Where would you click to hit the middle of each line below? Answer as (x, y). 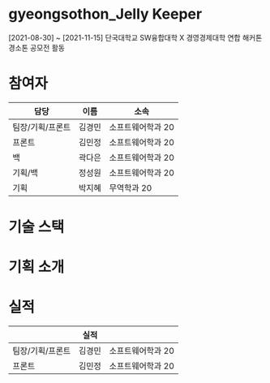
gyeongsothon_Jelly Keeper (105, 14)
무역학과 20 (131, 187)
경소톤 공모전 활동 (36, 47)
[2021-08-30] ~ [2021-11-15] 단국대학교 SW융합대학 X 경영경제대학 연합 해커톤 (135, 37)
